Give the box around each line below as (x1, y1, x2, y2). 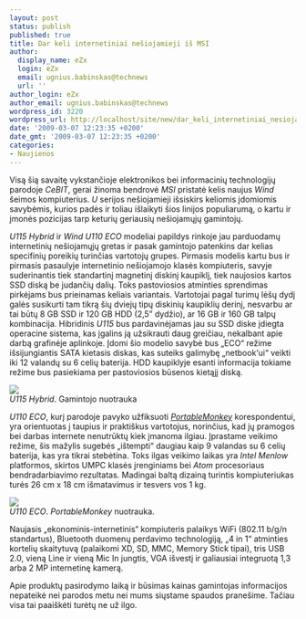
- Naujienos (9, 149, 55, 158)
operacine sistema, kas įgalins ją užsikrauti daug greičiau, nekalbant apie (9, 328, 283, 339)
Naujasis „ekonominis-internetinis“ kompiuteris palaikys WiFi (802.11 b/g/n (9, 523, 287, 534)
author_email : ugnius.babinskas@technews (9, 98, 169, 108)
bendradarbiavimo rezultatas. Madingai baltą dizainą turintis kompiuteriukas (9, 469, 294, 480)
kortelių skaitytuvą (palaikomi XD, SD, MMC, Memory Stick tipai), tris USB (9, 542, 285, 553)
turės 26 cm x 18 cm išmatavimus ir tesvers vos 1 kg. (9, 478, 207, 489)
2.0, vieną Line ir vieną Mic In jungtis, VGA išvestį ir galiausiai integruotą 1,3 (9, 552, 291, 563)
